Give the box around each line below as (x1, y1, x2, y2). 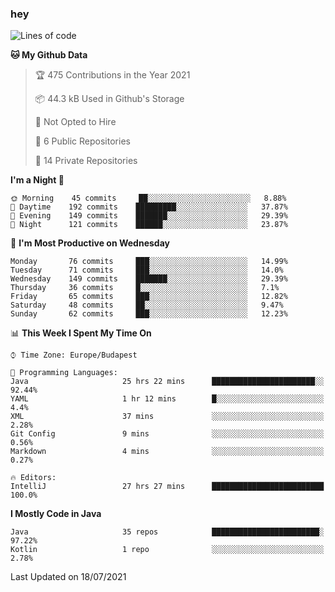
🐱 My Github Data (10, 49, 88, 61)
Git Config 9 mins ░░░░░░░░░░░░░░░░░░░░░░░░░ (10, 429, 325, 439)
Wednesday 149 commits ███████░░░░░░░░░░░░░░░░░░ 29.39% (10, 274, 288, 284)
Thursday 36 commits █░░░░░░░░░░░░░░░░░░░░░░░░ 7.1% (10, 283, 280, 293)
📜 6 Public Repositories (34, 135, 131, 147)
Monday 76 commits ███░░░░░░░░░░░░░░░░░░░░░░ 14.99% (10, 257, 288, 267)
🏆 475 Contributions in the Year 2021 (34, 69, 191, 81)
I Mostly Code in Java (10, 508, 102, 520)
